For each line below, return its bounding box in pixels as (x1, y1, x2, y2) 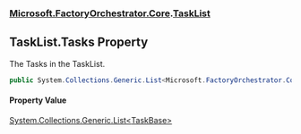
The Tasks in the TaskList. (9, 58, 106, 69)
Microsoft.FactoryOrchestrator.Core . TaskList (9, 7, 211, 20)
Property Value (9, 95, 67, 105)
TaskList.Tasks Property (9, 35, 149, 50)
